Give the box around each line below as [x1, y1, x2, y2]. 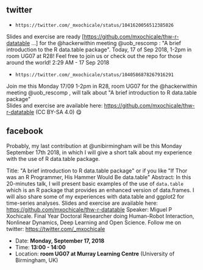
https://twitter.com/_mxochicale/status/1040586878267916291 [15, 71, 174, 78]
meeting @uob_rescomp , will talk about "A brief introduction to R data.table [6, 88, 197, 96]
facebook [6, 126, 44, 137]
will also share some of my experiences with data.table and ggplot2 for [6, 193, 185, 200]
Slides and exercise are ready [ [6, 33, 84, 40]
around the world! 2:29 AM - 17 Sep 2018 [6, 59, 110, 66]
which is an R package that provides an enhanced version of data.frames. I [6, 186, 194, 194]
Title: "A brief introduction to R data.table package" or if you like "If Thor [6, 167, 188, 174]
